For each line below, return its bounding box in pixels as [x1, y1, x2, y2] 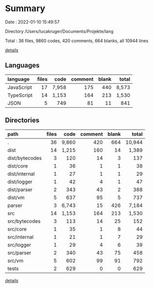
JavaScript [7, 84, 33, 90]
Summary [5, 3, 45, 14]
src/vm [7, 257, 24, 264]
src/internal [7, 234, 34, 240]
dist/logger [7, 178, 33, 185]
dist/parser [7, 186, 33, 193]
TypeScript [7, 92, 33, 99]
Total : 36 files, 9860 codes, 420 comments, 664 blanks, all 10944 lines [5, 37, 149, 44]
